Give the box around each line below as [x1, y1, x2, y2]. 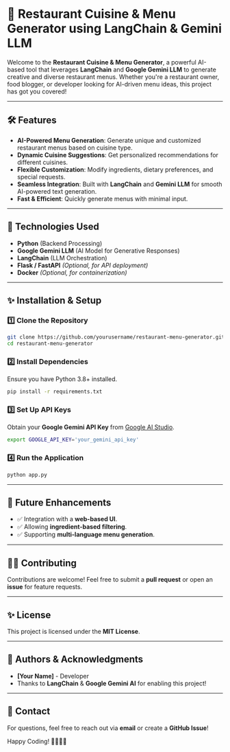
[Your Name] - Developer [16, 672, 89, 680]
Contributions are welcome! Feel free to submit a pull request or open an [7, 576, 214, 584]
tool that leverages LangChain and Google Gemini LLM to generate [26, 65, 217, 73]
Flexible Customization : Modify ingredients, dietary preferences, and [16, 165, 214, 174]
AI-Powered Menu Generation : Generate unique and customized [16, 136, 201, 144]
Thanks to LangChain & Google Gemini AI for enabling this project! [16, 679, 207, 687]
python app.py [7, 471, 48, 478]
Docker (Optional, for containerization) [16, 268, 128, 277]
